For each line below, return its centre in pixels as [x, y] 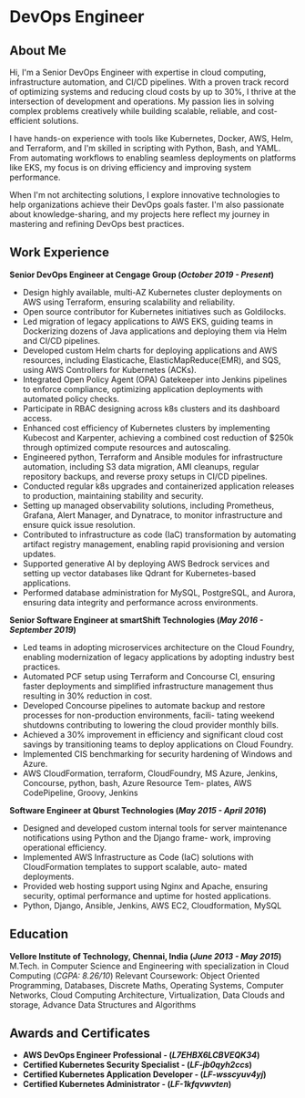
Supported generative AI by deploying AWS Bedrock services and [146, 564]
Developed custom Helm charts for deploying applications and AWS [150, 350]
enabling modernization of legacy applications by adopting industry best [158, 657]
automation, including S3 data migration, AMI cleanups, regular [141, 466]
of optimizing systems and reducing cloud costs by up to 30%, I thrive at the [153, 92]
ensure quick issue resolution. [79, 524]
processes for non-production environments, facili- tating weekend [148, 715]
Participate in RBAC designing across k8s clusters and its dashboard [151, 409]
